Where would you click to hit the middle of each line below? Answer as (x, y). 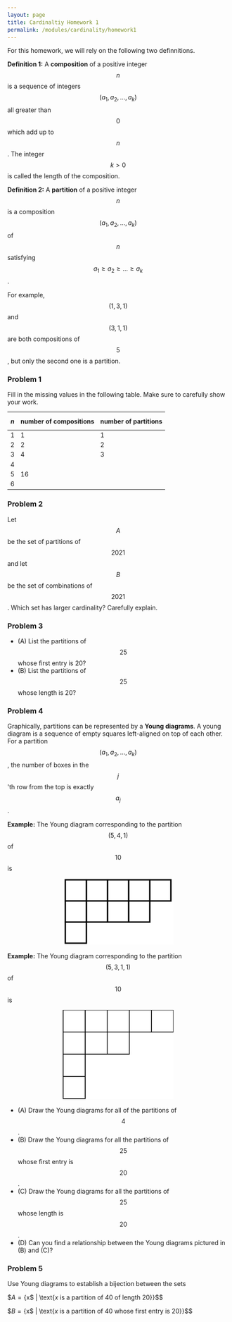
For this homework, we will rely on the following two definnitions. (101, 51)
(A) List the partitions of (52, 641)
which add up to (31, 132)
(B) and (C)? (35, 1250)
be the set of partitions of (44, 541)
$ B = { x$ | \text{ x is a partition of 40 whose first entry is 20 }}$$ (100, 1311)
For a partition (27, 741)
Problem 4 (25, 711)
